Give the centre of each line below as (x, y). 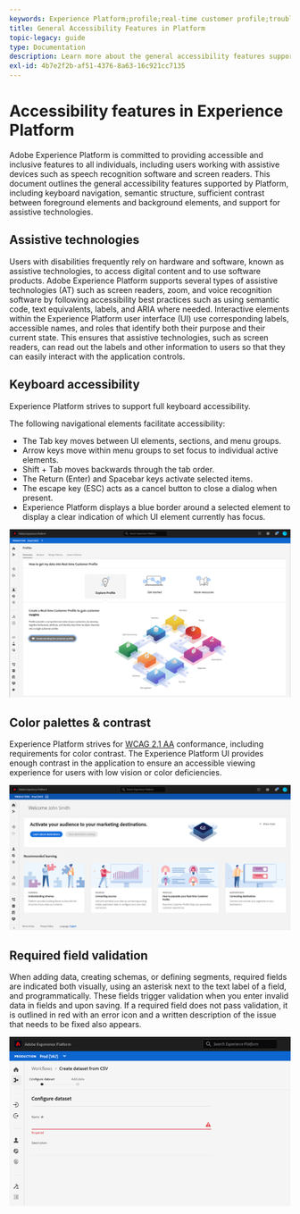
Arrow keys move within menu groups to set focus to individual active (150, 450)
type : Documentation (48, 47)
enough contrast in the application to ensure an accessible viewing (133, 763)
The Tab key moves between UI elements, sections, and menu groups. (152, 440)
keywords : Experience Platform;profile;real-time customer (121, 19)
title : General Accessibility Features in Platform (107, 28)
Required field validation (79, 955)
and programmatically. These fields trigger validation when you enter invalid (149, 996)
